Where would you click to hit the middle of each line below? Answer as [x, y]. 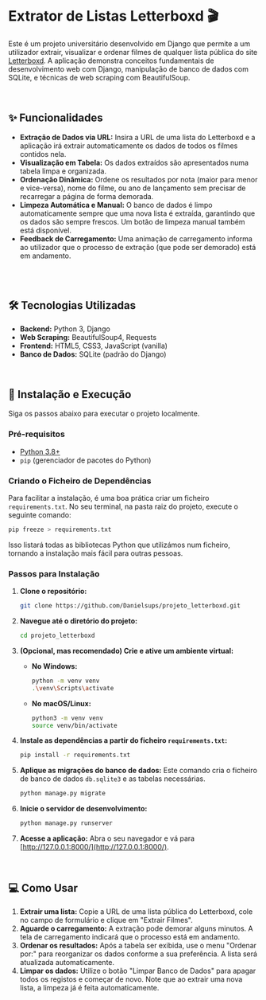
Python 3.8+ [40, 451]
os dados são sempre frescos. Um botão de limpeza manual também [132, 221]
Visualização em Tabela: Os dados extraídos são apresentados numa [134, 162]
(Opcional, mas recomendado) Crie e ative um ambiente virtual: [127, 650]
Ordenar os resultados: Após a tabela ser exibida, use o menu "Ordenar [138, 945]
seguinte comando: [40, 514]
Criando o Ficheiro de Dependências [80, 481]
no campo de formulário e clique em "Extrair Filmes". [106, 920]
